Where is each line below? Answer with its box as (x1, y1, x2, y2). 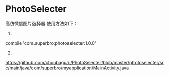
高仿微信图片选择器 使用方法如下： (5, 20, 78, 26)
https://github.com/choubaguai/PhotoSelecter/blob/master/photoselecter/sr (5, 59, 164, 65)
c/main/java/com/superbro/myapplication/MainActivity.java (5, 65, 129, 71)
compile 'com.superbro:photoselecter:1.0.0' (5, 40, 96, 46)
